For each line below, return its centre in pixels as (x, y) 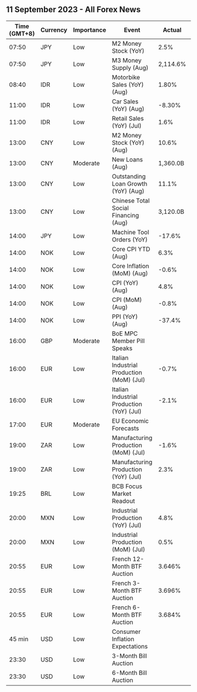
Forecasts (125, 428)
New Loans (127, 159)
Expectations (130, 646)
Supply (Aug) (130, 68)
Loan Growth (130, 183)
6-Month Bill (130, 673)
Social (120, 208)
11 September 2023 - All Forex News (73, 10)
